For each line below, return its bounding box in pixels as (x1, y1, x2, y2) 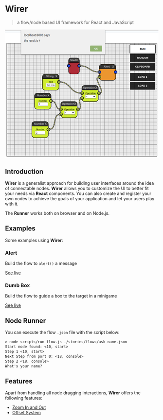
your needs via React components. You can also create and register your (5, 191, 152, 196)
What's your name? (5, 364, 42, 369)
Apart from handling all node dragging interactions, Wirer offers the (5, 390, 141, 396)
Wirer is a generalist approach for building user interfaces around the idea (5, 180, 154, 186)
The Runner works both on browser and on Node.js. (5, 210, 109, 216)
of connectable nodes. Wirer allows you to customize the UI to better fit (5, 185, 149, 191)
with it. (5, 201, 18, 207)
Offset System (12, 409, 41, 415)
